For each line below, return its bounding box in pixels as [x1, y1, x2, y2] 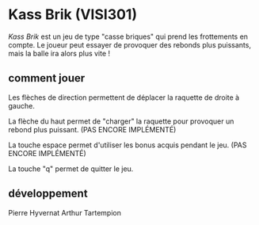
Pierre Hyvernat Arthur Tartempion [8, 208, 121, 217]
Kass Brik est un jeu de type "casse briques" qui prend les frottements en [8, 32, 248, 41]
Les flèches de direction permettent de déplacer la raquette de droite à [8, 93, 240, 102]
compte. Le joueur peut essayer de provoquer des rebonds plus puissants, [8, 40, 252, 49]
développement [8, 187, 89, 200]
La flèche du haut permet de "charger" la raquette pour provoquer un [8, 116, 234, 126]
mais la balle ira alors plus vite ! [8, 48, 111, 58]
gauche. [8, 101, 36, 110]
